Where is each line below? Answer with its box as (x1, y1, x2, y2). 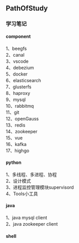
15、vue (6, 135, 23, 141)
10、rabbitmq (6, 103, 34, 109)
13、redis (6, 122, 25, 128)
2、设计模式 (6, 178, 31, 184)
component (6, 33, 31, 39)
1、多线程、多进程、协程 (6, 171, 57, 178)
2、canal (6, 52, 25, 58)
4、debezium (6, 64, 34, 70)
